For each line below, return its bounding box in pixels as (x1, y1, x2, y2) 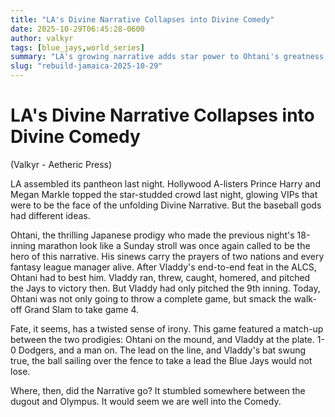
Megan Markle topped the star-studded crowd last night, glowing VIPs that (10, 188, 318, 200)
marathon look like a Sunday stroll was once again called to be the (38, 239, 311, 251)
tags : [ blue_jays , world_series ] (10, 42, 145, 53)
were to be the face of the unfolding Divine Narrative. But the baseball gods (10, 199, 322, 211)
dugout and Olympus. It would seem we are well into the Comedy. (10, 395, 282, 407)
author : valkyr (10, 33, 74, 43)
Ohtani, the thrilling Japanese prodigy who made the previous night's (10, 229, 295, 241)
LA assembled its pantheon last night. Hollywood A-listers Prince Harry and (10, 177, 321, 190)
